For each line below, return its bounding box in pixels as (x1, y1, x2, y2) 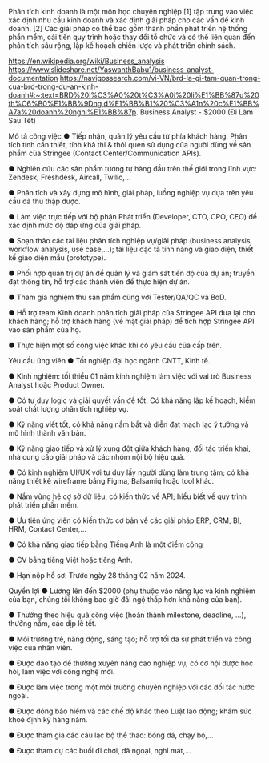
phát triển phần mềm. (8, 500, 79, 509)
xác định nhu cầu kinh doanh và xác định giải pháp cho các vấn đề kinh (8, 15, 245, 25)
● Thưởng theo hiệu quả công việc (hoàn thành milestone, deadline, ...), (8, 610, 247, 620)
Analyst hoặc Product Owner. (8, 380, 106, 389)
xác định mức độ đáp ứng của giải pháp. (8, 220, 142, 230)
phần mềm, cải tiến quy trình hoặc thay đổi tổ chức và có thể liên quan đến (8, 32, 255, 42)
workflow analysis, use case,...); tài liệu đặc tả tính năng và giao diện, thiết (8, 244, 254, 254)
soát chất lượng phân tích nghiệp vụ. (8, 404, 130, 413)
